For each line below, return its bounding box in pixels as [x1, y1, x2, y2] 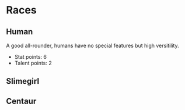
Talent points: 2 [14, 59, 52, 66]
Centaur [6, 96, 37, 106]
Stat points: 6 [14, 54, 47, 60]
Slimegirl [6, 76, 40, 86]
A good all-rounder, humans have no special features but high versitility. [6, 42, 179, 49]
